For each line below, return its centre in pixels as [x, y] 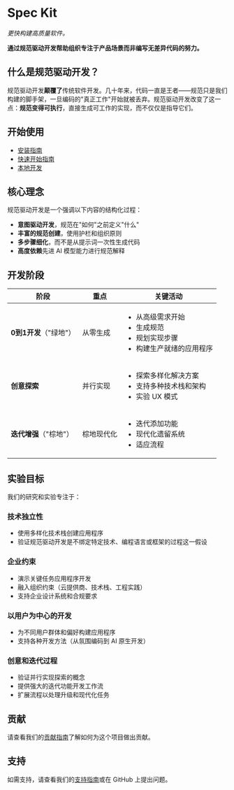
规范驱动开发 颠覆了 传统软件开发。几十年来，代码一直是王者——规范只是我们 [117, 90]
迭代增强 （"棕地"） [42, 434]
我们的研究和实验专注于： [44, 497]
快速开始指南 [36, 159]
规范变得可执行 [41, 108]
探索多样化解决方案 [167, 375]
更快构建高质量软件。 [38, 33]
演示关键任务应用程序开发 [54, 578]
